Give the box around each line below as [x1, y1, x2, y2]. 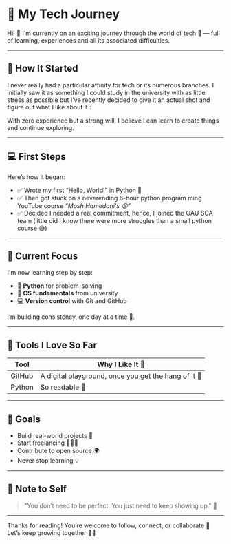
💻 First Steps [7, 151, 67, 163]
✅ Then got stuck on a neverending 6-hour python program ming [16, 193, 202, 202]
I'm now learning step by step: [7, 269, 93, 277]
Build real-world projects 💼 [16, 432, 93, 439]
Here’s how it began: [7, 172, 65, 181]
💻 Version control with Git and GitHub [16, 297, 127, 305]
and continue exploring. [7, 123, 74, 132]
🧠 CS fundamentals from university [16, 289, 118, 297]
